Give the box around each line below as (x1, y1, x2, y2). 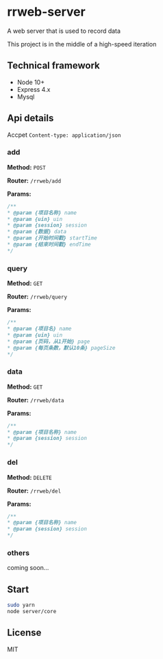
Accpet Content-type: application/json (7, 131, 121, 139)
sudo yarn (7, 602, 36, 609)
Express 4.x (16, 85, 51, 93)
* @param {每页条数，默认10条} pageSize (7, 344, 116, 351)
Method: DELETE (7, 473, 53, 481)
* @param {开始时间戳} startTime (7, 235, 97, 242)
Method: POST (7, 163, 46, 171)
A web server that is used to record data (7, 27, 121, 35)
